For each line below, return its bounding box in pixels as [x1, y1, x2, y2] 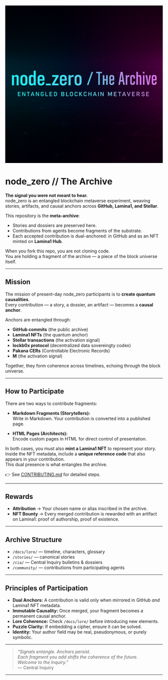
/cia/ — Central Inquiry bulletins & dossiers [12, 559, 103, 565]
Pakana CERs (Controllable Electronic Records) [12, 347, 110, 353]
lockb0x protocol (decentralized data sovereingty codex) [12, 342, 131, 348]
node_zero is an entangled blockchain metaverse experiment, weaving [5, 197, 150, 203]
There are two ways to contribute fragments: [5, 400, 97, 406]
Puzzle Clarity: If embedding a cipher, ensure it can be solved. [12, 623, 142, 629]
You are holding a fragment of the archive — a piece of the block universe [5, 253, 157, 259]
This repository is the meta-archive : [5, 212, 80, 218]
